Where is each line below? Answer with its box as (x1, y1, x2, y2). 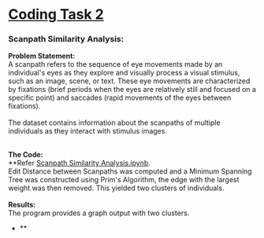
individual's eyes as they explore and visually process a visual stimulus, (8, 68, 240, 78)
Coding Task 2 (8, 5, 104, 24)
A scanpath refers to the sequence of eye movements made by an (8, 60, 223, 69)
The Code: (8, 150, 43, 159)
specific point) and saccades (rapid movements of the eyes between (8, 93, 232, 103)
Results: (8, 200, 36, 210)
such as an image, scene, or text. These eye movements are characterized (8, 76, 251, 86)
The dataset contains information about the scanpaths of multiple (8, 118, 221, 127)
